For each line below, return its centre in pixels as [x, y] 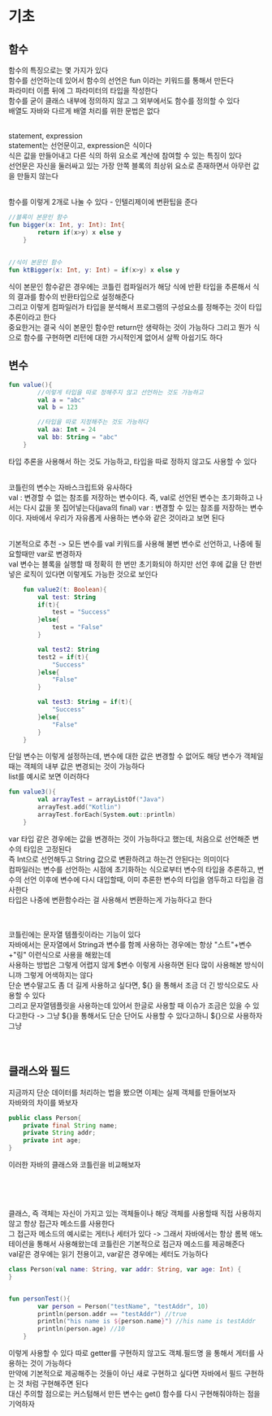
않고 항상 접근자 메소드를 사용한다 [62, 1223]
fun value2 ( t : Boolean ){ [65, 589]
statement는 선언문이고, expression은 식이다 [80, 146]
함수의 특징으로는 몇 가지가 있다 [58, 70]
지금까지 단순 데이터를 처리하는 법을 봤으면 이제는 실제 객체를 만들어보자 [122, 1092]
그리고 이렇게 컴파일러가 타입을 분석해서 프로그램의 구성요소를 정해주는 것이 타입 [135, 307]
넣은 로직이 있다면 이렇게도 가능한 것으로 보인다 [83, 574]
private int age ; [52, 1140]
